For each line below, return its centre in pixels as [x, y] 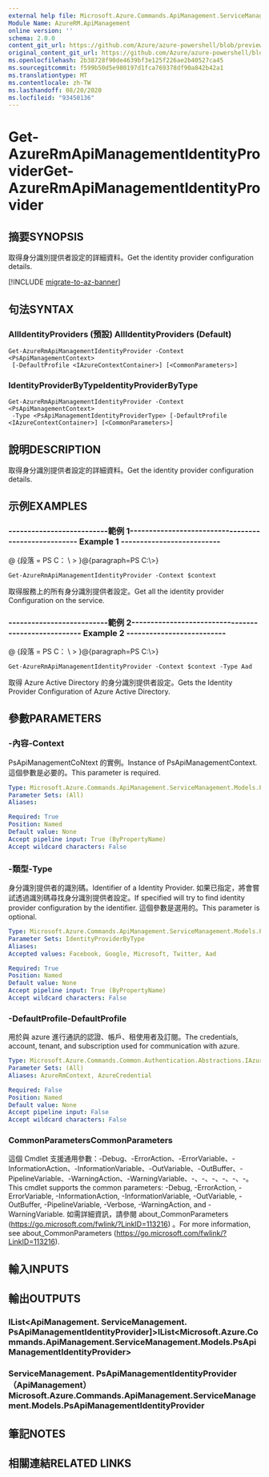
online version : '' [41, 30]
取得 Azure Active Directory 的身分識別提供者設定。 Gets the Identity [120, 682]
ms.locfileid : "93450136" [51, 98]
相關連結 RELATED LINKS [70, 1463]
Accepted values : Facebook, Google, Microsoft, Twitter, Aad [112, 954]
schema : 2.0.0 [32, 38]
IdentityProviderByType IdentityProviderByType [103, 385]
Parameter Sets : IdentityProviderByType [77, 939]
